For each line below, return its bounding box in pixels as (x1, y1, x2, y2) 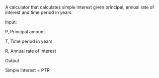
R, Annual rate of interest (5, 48, 56, 54)
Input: (5, 19, 17, 25)
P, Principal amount (5, 29, 45, 34)
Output (5, 58, 19, 64)
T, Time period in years (5, 38, 53, 44)
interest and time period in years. (5, 9, 73, 15)
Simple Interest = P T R (5, 67, 50, 73)
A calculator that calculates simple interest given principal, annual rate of (5, 4, 155, 10)
